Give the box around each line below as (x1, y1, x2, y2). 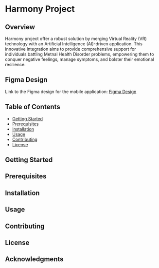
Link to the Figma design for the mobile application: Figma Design (5, 89, 137, 95)
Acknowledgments (5, 255, 64, 264)
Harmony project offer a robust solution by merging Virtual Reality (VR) (5, 36, 147, 41)
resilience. (5, 62, 26, 67)
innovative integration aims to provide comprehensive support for (5, 46, 136, 52)
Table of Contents (5, 103, 61, 111)
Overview (5, 23, 35, 31)
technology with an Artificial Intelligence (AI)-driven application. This (5, 41, 142, 47)
